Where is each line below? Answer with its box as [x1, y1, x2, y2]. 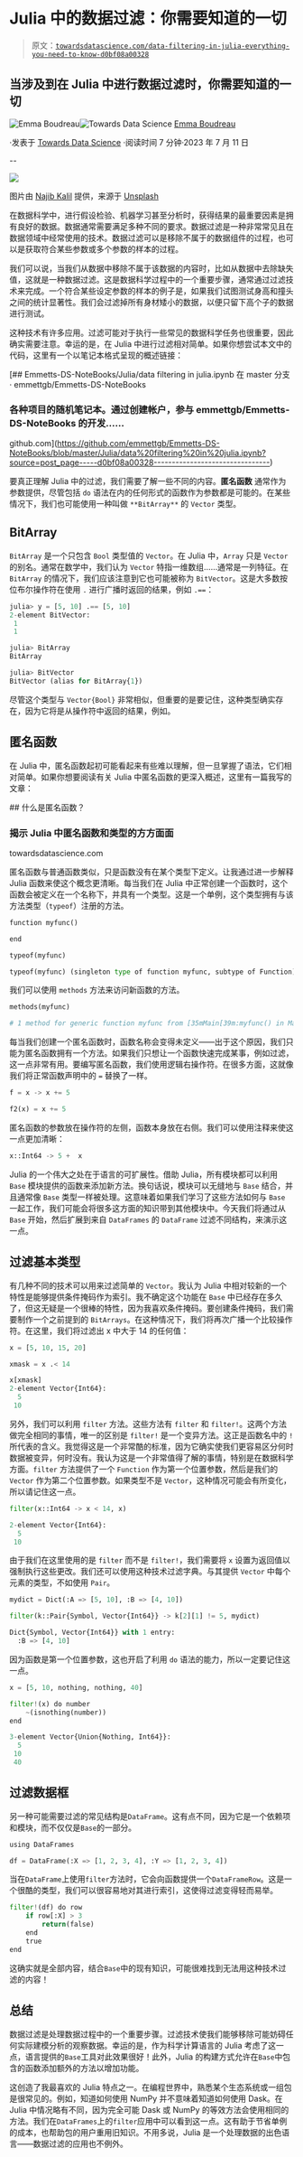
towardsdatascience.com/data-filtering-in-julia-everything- [55, 42, 290, 51]
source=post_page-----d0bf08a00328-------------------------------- [9, 457, 271, 468]
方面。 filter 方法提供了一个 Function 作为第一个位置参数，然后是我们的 [9, 1463, 279, 1474]
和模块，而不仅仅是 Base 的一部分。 [9, 1822, 137, 1833]
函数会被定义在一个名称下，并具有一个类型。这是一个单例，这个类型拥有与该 [9, 889, 294, 900]
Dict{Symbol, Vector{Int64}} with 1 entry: [9, 1628, 176, 1638]
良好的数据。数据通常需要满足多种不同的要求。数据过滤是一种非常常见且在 [16, 220, 294, 231]
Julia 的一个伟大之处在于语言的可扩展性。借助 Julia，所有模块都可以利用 [9, 1169, 278, 1180]
